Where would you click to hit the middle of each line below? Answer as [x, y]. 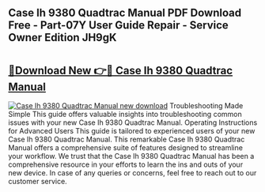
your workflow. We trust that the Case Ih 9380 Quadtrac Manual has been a [131, 156]
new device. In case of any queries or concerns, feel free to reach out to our [132, 173]
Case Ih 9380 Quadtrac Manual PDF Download [125, 13]
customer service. [38, 181]
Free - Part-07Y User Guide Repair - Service [119, 26]
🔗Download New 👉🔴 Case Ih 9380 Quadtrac [121, 70]
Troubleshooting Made [206, 105]
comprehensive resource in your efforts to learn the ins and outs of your [126, 164]
